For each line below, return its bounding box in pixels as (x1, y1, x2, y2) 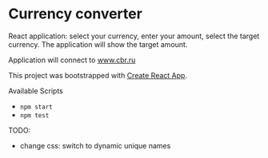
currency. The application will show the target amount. (8, 39, 188, 49)
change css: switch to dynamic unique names (19, 140, 171, 150)
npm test (19, 111, 50, 120)
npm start (19, 103, 54, 111)
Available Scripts (8, 85, 64, 96)
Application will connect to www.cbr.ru (8, 55, 136, 65)
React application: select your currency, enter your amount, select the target (8, 31, 260, 41)
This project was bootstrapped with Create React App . (8, 70, 188, 80)
